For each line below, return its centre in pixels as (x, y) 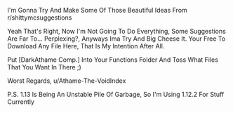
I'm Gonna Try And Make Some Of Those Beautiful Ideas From (97, 10)
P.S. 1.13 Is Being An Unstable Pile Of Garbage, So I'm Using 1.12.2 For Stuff (116, 94)
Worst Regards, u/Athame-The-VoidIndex (67, 81)
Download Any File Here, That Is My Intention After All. (86, 46)
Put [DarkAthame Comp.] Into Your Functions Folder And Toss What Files (113, 60)
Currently (21, 102)
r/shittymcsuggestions (40, 18)
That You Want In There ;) (45, 67)
